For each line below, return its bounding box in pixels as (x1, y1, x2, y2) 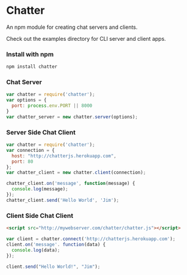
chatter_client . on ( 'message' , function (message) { (6, 181, 135, 187)
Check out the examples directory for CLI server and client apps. (6, 35, 166, 42)
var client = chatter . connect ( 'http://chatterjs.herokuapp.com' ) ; (6, 236, 176, 242)
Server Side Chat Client (6, 128, 76, 136)
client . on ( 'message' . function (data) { (6, 241, 106, 247)
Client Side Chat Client (6, 211, 74, 220)
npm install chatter (6, 64, 58, 70)
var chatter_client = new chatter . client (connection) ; (6, 169, 146, 176)
